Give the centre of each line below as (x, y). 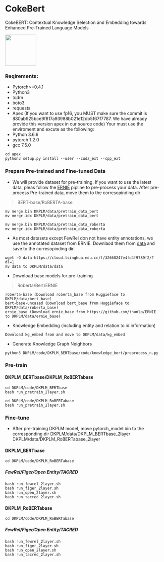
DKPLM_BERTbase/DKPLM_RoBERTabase (49, 377)
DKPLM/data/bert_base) (28, 299)
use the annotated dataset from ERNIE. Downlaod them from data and (83, 243)
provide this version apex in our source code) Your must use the (78, 124)
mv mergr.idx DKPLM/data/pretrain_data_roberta (55, 229)
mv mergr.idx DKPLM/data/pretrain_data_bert (52, 216)
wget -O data (19, 258)
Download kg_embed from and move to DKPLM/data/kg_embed (65, 335)
